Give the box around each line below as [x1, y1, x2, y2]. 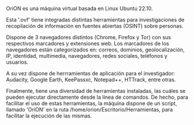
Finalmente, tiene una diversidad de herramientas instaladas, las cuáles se [6, 88, 186, 94]
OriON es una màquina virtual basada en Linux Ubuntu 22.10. [6, 5, 154, 12]
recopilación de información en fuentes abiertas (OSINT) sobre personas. [6, 23, 183, 29]
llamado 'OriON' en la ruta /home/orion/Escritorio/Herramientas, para [6, 106, 173, 113]
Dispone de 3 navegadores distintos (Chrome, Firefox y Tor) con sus [6, 34, 171, 40]
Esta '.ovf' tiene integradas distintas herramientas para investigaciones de [6, 16, 185, 23]
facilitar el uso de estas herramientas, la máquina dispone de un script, [6, 100, 178, 107]
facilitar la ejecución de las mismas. [6, 112, 92, 119]
